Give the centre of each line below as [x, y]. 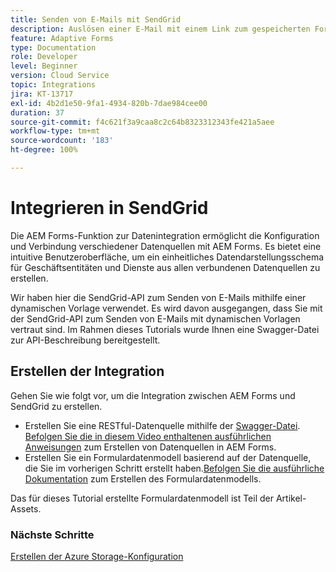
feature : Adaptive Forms [62, 38]
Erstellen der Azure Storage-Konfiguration [97, 556]
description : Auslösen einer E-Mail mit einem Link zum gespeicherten [160, 29]
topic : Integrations [53, 85]
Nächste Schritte [52, 534]
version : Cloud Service [60, 76]
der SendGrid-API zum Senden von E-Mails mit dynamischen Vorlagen [155, 318]
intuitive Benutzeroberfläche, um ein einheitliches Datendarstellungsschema [167, 257]
